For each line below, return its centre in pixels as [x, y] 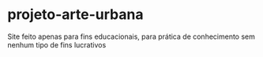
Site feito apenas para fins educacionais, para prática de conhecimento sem [131, 36]
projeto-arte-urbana [75, 15]
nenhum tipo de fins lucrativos [57, 44]
